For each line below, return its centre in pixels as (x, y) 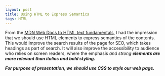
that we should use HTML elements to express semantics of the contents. (80, 38)
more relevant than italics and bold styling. (50, 59)
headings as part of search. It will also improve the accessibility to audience (82, 48)
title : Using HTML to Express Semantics (47, 14)
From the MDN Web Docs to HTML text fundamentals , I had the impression (81, 33)
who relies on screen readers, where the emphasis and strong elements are (83, 53)
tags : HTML (16, 19)
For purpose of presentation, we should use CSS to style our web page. (80, 68)
